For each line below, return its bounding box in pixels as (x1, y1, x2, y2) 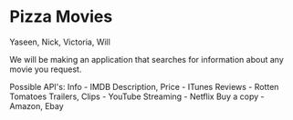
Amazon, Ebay (9, 100, 64, 111)
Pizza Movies (9, 6, 113, 27)
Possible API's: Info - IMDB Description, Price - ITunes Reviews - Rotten (9, 81, 279, 92)
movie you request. (9, 64, 82, 75)
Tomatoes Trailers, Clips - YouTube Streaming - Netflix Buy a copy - (9, 91, 265, 102)
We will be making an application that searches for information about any (9, 54, 285, 65)
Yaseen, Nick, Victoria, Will (9, 36, 111, 47)
